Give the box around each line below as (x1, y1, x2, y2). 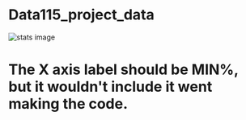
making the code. (8, 95, 128, 114)
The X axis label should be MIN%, (8, 60, 239, 79)
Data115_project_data (8, 6, 155, 24)
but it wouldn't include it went (8, 78, 213, 96)
